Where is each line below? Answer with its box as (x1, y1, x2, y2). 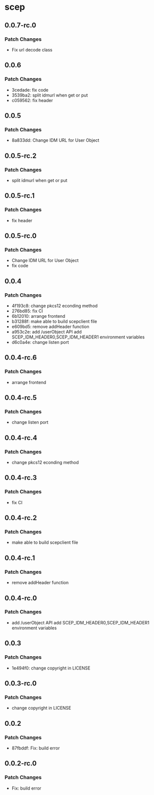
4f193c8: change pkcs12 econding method (11, 303, 98, 308)
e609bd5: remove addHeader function (11, 324, 89, 330)
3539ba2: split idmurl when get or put (11, 92, 88, 98)
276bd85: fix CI (11, 308, 43, 314)
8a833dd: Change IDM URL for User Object (11, 137, 100, 143)
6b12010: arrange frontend (11, 313, 66, 319)
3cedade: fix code (11, 87, 49, 93)
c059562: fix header (11, 97, 53, 103)
